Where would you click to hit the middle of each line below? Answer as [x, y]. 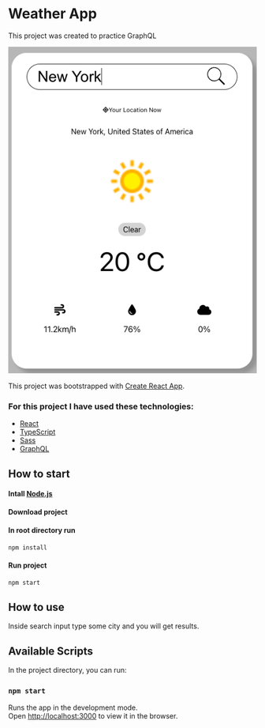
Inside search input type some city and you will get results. [104, 626]
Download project [38, 511]
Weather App [52, 14]
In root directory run [42, 530]
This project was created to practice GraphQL [82, 36]
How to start [39, 474]
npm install [28, 548]
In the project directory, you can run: [67, 670]
